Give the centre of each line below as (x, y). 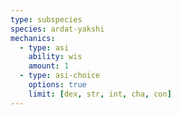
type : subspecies (46, 19)
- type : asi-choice (60, 76)
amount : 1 (49, 66)
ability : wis (55, 57)
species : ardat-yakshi (57, 29)
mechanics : (33, 38)
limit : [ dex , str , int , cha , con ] (100, 94)
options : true (57, 85)
